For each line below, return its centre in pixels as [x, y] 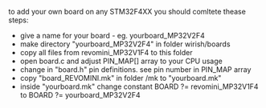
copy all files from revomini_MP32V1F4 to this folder [106, 52]
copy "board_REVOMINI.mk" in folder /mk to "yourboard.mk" [121, 78]
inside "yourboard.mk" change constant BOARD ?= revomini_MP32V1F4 [139, 86]
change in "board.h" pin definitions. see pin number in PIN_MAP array [135, 70]
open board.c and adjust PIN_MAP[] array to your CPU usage [121, 61]
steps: [18, 20]
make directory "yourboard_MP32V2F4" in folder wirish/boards [125, 44]
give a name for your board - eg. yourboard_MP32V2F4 [112, 36]
